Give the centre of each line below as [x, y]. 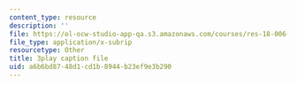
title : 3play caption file [59, 58]
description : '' [39, 26]
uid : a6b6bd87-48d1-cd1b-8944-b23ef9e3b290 [91, 67]
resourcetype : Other [47, 50]
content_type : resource [53, 17]
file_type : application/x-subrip [71, 42]
